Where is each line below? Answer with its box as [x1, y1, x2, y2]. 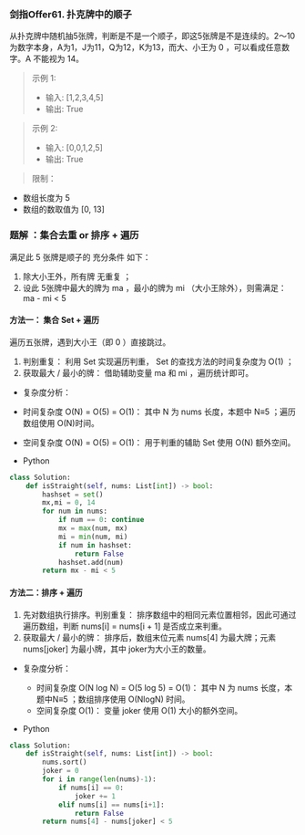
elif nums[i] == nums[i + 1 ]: [57, 800, 166, 809]
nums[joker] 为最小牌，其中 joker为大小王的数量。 [22, 643, 211, 654]
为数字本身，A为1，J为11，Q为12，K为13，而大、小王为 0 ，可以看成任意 [9, 42, 282, 53]
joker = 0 [42, 767, 79, 776]
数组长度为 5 [22, 193, 71, 204]
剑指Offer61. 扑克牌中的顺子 [9, 7, 132, 20]
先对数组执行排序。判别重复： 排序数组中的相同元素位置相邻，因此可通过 [22, 609, 297, 620]
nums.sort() [42, 757, 88, 767]
